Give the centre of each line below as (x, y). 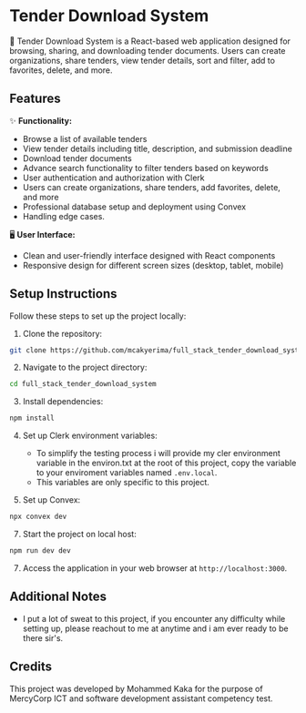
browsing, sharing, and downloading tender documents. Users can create (148, 50)
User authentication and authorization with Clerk (113, 178)
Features (35, 99)
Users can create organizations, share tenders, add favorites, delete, (151, 187)
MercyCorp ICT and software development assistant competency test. (141, 698)
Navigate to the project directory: (85, 367)
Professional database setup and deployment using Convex (134, 207)
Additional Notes (58, 597)
